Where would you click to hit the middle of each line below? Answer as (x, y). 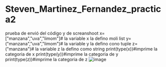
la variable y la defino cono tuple (97, 43)
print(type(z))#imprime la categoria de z (46, 59)
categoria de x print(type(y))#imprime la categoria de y (62, 54)
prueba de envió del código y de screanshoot (52, 33)
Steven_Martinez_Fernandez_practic (83, 9)
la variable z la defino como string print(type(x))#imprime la (96, 49)
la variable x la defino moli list (94, 38)
